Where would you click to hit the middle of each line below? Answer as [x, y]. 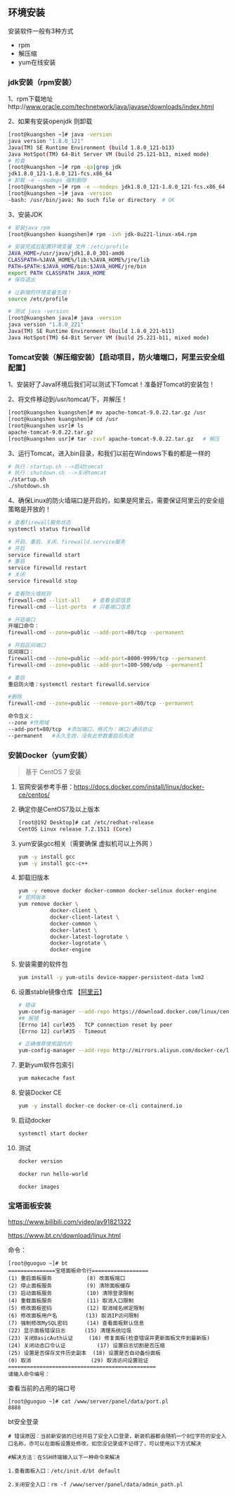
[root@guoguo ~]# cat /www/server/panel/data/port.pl [88, 1401]
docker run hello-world [53, 1174]
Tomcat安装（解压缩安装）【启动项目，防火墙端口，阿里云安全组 [117, 357]
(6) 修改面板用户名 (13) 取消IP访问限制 [73, 1316]
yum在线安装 [37, 62]
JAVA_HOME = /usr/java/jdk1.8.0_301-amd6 [66, 253]
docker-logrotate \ [78, 943]
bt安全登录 [24, 1421]
